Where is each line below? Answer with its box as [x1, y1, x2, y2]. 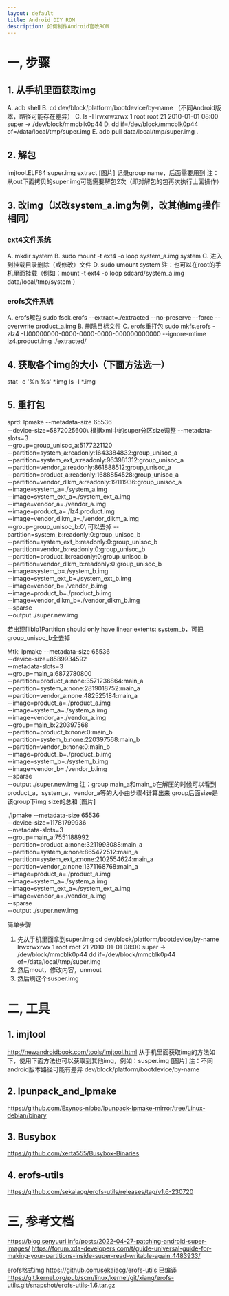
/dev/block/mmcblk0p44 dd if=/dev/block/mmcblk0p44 [17, 950, 176, 958]
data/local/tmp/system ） [7, 277, 79, 286]
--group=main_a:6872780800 [7, 669, 92, 677]
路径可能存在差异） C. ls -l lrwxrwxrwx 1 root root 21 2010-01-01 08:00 [19, 112, 219, 121]
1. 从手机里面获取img [7, 84, 96, 96]
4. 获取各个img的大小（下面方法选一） [7, 359, 170, 371]
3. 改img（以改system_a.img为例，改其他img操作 [7, 199, 221, 211]
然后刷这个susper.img [17, 974, 79, 983]
